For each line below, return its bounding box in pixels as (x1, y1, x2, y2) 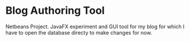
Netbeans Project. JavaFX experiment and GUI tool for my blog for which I (5, 23, 185, 30)
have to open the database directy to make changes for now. (5, 29, 152, 36)
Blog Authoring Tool (5, 4, 105, 17)
